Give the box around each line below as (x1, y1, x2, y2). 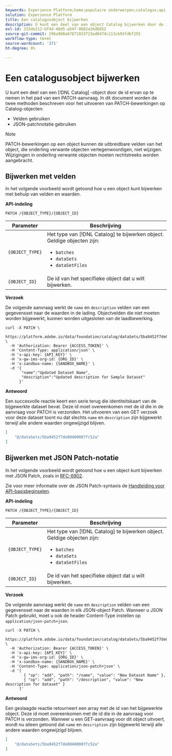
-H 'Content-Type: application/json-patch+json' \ (10, 664, 120, 669)
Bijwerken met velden (5, 172, 76, 181)
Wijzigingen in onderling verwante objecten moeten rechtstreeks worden (5, 152, 159, 158)
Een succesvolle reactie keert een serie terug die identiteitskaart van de (5, 398, 157, 404)
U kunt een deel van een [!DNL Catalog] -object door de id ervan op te (5, 89, 154, 95)
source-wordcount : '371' (5, 41, 58, 46)
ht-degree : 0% (5, 46, 36, 51)
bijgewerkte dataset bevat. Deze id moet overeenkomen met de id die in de (5, 404, 164, 410)
